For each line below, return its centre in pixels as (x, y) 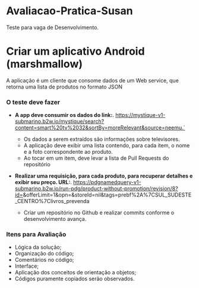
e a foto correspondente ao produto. (68, 152)
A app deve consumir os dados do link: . (64, 115)
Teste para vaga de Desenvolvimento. (53, 27)
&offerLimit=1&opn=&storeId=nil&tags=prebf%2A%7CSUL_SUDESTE (107, 195)
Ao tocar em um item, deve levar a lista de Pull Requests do (96, 158)
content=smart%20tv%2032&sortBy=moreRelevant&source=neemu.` (100, 128)
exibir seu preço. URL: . (43, 182)
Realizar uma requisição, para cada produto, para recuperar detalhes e (104, 176)
